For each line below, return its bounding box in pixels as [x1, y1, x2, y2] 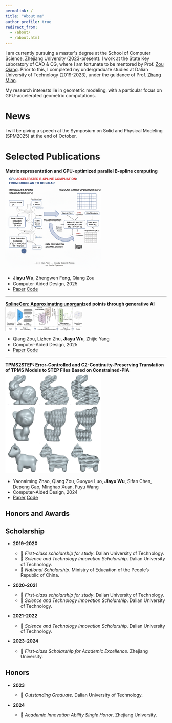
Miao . [5, 77, 17, 83]
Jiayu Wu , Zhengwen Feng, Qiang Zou [12, 275, 95, 281]
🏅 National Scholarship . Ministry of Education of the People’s [20, 567, 149, 573]
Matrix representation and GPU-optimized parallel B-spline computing [5, 168, 158, 174]
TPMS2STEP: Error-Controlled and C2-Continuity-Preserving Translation [5, 361, 164, 368]
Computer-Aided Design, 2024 [12, 489, 78, 495]
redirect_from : [5, 25, 38, 30]
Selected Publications [5, 151, 101, 163]
